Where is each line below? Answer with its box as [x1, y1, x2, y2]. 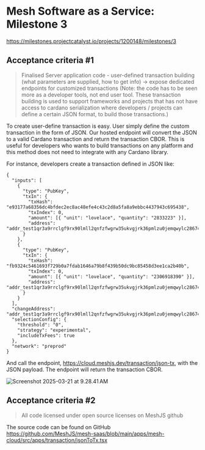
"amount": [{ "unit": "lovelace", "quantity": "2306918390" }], [28, 273, 195, 279]
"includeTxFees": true [17, 332, 75, 339]
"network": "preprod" [12, 343, 67, 349]
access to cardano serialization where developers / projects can [21, 104, 183, 111]
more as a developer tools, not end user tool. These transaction [21, 90, 181, 98]
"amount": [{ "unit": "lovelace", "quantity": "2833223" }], [28, 215, 187, 221]
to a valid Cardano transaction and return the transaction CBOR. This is [6, 135, 185, 142]
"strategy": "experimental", [17, 327, 92, 333]
